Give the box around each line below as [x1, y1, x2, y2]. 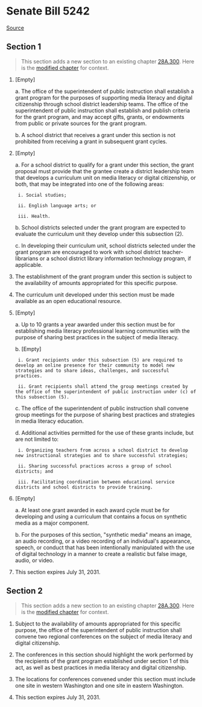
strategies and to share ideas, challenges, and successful [14, 367, 169, 374]
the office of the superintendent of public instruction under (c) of [14, 388, 197, 395]
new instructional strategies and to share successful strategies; [14, 452, 188, 458]
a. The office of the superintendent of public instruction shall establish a [14, 88, 194, 95]
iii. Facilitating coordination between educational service [17, 479, 175, 485]
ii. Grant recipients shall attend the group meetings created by [17, 383, 188, 389]
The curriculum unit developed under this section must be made [14, 291, 175, 298]
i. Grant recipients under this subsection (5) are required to [17, 357, 183, 363]
